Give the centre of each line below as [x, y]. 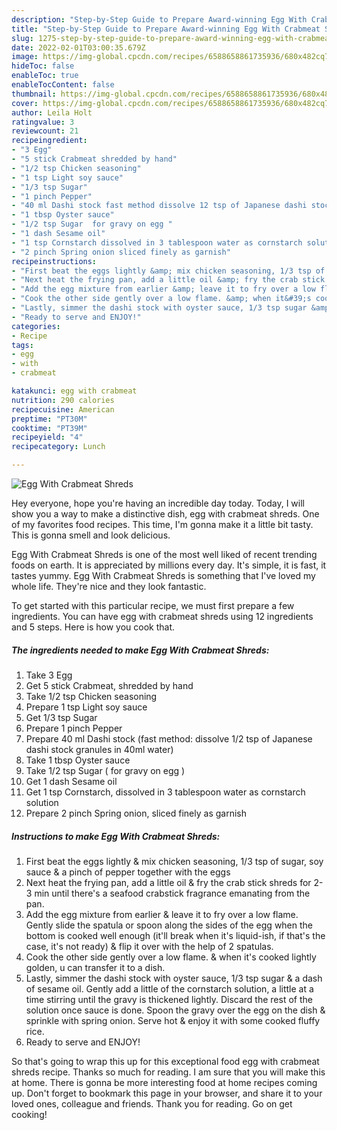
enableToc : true [45, 76]
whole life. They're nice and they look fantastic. [109, 586]
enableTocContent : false [63, 85]
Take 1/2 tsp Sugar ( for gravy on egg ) [105, 770]
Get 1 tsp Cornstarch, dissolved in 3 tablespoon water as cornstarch [165, 792]
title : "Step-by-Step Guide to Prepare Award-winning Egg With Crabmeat [166, 29]
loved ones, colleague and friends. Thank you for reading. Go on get [152, 1103]
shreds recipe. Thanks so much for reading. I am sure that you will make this [168, 1072]
